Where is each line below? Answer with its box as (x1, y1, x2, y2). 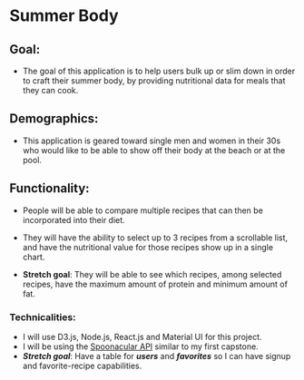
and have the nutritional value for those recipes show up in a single (22, 241, 274, 252)
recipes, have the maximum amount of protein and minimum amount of (22, 278, 289, 289)
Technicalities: (9, 310, 76, 323)
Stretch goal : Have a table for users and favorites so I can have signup (22, 350, 291, 361)
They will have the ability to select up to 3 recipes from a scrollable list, (22, 232, 289, 243)
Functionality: (9, 180, 90, 196)
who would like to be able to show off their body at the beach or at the (22, 144, 286, 155)
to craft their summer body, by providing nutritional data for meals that (22, 75, 286, 86)
